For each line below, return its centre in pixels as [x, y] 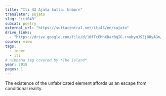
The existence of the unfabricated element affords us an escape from [76, 83]
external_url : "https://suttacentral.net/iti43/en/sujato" [67, 28]
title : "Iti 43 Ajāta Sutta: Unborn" [44, 10]
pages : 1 [14, 69]
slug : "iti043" [21, 19]
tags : [11, 46]
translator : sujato [25, 14]
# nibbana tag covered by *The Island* [46, 60]
